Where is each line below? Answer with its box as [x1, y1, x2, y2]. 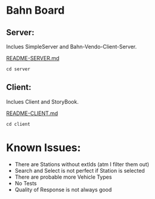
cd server [6, 66, 31, 72]
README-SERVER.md [6, 55, 59, 61]
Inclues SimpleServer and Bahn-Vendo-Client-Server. [6, 43, 137, 50]
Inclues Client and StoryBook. [6, 98, 79, 105]
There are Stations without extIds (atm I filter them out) [14, 160, 150, 167]
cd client [6, 121, 31, 127]
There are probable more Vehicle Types [14, 173, 112, 181]
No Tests [14, 179, 37, 186]
